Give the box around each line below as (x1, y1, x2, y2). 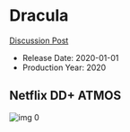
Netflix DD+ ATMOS (9, 88, 122, 103)
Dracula (9, 5, 69, 26)
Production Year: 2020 (22, 62, 107, 73)
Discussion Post (9, 35, 69, 46)
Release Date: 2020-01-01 (22, 52, 119, 63)
